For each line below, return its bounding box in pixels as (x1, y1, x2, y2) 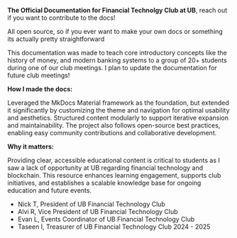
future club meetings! (7, 71, 70, 79)
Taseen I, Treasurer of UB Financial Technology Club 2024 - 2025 (17, 222, 211, 231)
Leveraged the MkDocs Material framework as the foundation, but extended (7, 98, 229, 107)
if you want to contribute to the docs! (7, 13, 116, 22)
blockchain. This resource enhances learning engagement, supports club (7, 171, 221, 179)
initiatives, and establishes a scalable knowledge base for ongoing (7, 178, 202, 187)
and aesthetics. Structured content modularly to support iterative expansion (7, 113, 229, 122)
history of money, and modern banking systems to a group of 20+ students (7, 56, 227, 64)
